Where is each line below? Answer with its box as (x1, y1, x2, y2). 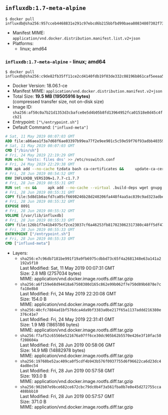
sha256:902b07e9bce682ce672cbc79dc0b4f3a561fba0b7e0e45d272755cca (19, 384, 161, 390)
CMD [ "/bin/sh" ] (5, 148, 39, 153)
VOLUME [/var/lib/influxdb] (5, 213, 64, 218)
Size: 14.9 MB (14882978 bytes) (19, 347, 86, 353)
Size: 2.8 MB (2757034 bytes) (19, 270, 81, 276)
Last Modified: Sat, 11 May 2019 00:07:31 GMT (19, 265, 115, 271)
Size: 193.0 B (19, 373, 46, 379)
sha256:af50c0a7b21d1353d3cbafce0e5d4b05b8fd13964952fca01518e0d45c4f (12, 110, 163, 115)
